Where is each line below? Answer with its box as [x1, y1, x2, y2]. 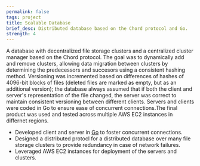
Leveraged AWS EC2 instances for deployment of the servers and [14, 147, 177, 155]
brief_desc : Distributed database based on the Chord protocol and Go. [6, 25, 188, 32]
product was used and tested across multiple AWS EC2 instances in [6, 111, 173, 118]
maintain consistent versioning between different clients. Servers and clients [6, 98, 195, 105]
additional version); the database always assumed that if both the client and [6, 85, 193, 93]
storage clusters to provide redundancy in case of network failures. [14, 142, 181, 149]
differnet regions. [6, 117, 49, 124]
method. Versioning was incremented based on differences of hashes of [6, 73, 184, 80]
